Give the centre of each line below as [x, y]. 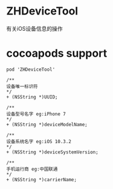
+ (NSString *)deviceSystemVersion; [52, 152]
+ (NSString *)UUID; [32, 97]
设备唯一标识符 [22, 86]
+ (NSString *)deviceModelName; [47, 124]
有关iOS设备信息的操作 [35, 28]
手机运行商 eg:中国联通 [32, 169]
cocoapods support [57, 53]
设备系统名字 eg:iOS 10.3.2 [39, 141]
